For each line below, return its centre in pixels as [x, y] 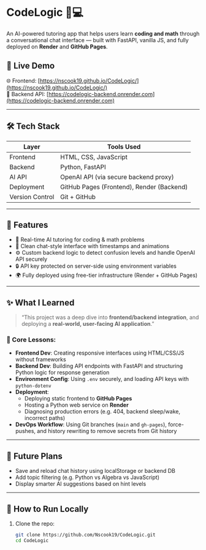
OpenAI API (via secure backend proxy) [117, 177]
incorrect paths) [45, 418]
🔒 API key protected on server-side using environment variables [96, 266]
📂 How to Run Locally [48, 509]
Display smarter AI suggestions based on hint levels [81, 484]
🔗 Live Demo [31, 66]
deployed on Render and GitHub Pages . [57, 47]
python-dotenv [33, 386]
